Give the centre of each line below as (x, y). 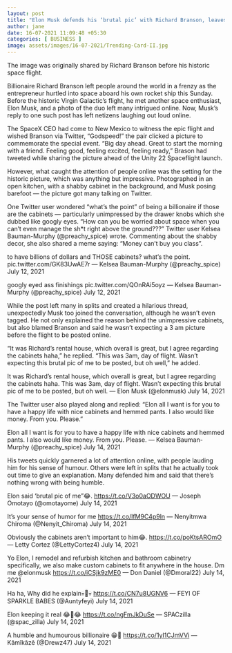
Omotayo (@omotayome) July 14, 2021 (62, 503)
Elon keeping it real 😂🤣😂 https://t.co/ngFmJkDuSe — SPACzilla (99, 614)
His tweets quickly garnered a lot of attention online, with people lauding (110, 460)
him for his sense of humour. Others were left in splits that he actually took (113, 468)
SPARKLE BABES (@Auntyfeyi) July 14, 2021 (70, 601)
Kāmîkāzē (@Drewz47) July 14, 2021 (59, 642)
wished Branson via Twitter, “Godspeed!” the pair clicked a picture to (105, 136)
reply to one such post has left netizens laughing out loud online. (99, 115)
